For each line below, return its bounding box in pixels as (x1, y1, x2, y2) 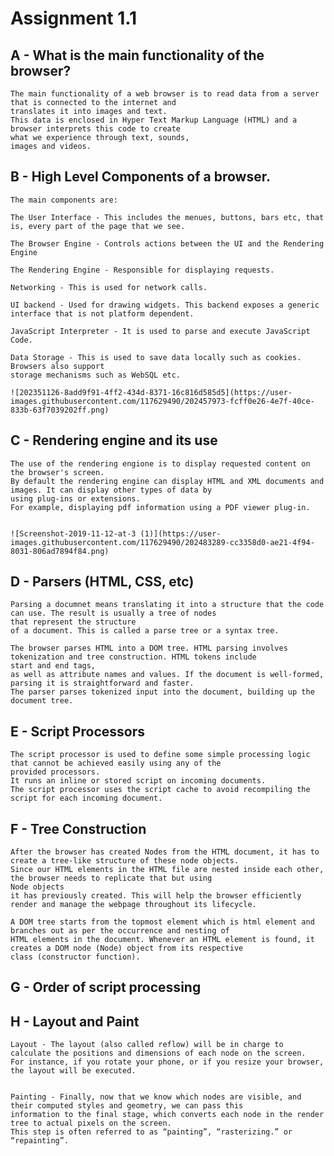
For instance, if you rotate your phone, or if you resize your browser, (10, 1057, 325, 1067)
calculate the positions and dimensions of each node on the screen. (10, 1048, 307, 1059)
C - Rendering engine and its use (10, 432, 218, 449)
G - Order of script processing (10, 979, 202, 996)
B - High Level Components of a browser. (10, 168, 271, 186)
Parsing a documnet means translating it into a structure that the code (10, 600, 325, 610)
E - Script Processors (10, 723, 145, 740)
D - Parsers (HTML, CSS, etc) (10, 573, 195, 591)
